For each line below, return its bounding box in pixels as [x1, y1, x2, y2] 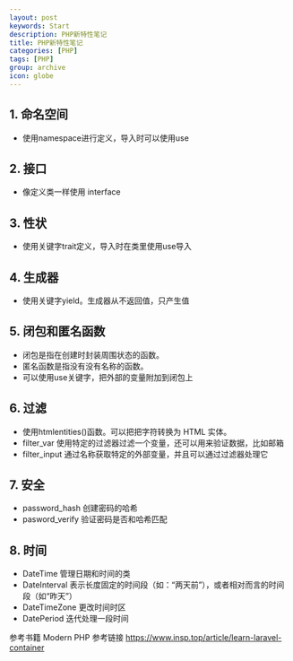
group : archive [9, 64, 66, 73]
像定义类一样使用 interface [22, 187, 121, 197]
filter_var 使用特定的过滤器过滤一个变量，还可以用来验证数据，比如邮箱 [22, 437, 284, 448]
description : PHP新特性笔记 [9, 30, 108, 39]
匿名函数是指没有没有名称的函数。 [22, 361, 149, 371]
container [9, 642, 45, 653]
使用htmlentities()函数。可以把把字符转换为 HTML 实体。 [22, 426, 232, 437]
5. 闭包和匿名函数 [9, 324, 106, 339]
